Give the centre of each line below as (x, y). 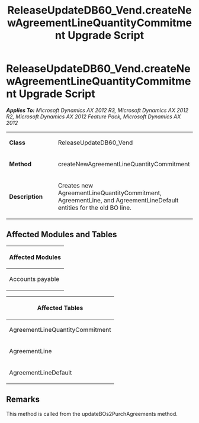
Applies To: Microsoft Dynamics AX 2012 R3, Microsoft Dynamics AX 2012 (97, 110)
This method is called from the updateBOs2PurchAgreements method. (92, 414)
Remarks (23, 400)
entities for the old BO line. (95, 208)
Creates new (76, 185)
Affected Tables (60, 308)
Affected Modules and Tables (62, 235)
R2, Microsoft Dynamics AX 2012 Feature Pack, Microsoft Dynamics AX (94, 117)
